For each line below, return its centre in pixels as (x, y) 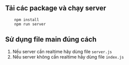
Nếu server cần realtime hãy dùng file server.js (62, 51)
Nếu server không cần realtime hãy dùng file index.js (68, 56)
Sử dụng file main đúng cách (51, 39)
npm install (27, 19)
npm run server (30, 24)
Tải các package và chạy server (56, 8)
